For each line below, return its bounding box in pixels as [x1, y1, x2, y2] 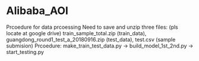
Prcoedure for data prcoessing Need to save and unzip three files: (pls [6, 23, 178, 30]
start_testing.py [6, 48, 45, 55]
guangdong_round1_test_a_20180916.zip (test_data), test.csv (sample [6, 36, 176, 43]
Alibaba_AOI [6, 4, 68, 18]
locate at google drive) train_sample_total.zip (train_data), [6, 29, 147, 36]
